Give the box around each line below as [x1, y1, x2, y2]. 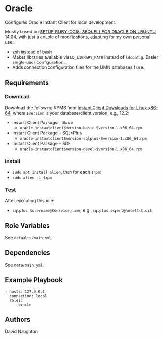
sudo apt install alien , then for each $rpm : [12, 169, 101, 175]
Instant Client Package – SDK [12, 140, 71, 146]
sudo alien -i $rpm [12, 175, 52, 180]
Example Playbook [5, 276, 63, 284]
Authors [5, 315, 31, 324]
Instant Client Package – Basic [12, 119, 73, 125]
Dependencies [5, 249, 50, 257]
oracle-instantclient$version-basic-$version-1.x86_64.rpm [19, 125, 143, 130]
